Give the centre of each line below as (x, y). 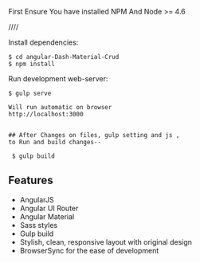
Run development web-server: (58, 79)
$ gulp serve (30, 93)
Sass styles (39, 225)
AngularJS (37, 199)
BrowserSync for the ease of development (89, 250)
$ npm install (32, 64)
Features (31, 181)
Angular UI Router (49, 208)
